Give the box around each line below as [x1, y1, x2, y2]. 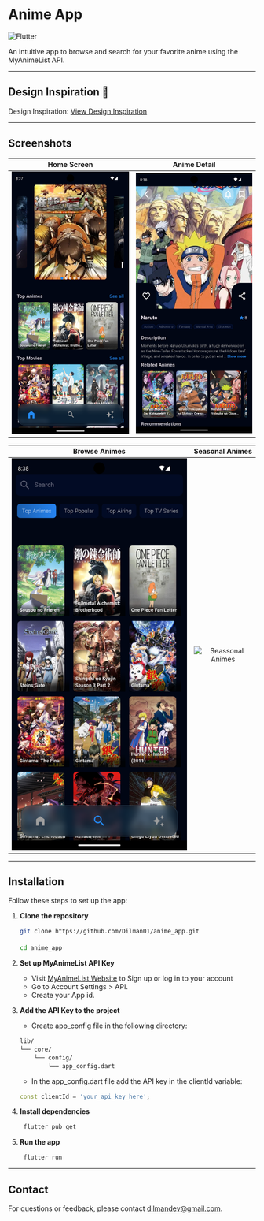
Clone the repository [19, 911, 89, 921]
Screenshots [8, 136, 72, 151]
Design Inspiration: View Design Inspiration [8, 106, 148, 116]
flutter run [23, 1153, 63, 1162]
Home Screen [47, 160, 93, 169]
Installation [8, 875, 64, 888]
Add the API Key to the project [19, 1006, 120, 1015]
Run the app [19, 1137, 60, 1147]
